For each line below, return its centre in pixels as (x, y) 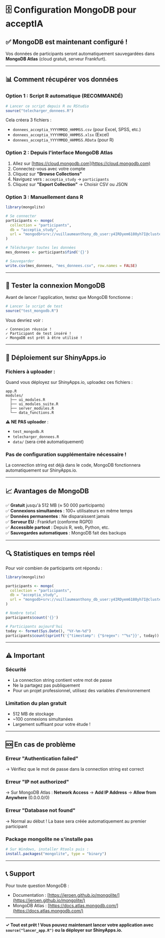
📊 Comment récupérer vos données (62, 80)
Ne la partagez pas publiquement (46, 685)
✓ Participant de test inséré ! (38, 334)
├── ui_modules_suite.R (34, 404)
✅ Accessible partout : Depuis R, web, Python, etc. (58, 527)
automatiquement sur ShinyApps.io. (41, 470)
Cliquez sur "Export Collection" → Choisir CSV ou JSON (70, 184)
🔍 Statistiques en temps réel (50, 554)
